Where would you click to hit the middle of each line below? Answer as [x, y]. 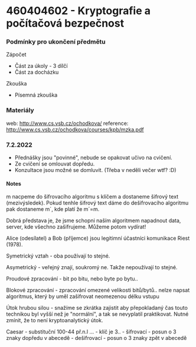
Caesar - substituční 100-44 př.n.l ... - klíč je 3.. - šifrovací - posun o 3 [91, 332]
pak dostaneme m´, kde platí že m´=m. [53, 209]
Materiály [20, 110]
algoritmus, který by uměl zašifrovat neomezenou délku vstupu [83, 296]
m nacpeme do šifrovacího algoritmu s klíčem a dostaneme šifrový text [92, 197]
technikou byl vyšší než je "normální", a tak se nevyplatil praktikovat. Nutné [97, 314]
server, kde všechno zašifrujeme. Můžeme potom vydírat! [76, 227]
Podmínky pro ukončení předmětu [56, 42]
